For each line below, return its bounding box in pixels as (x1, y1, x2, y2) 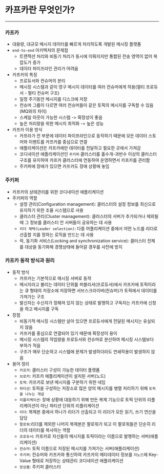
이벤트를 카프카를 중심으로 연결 (28, 139, 88, 145)
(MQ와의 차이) (19, 108, 47, 114)
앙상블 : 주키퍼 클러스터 (19, 464, 61, 470)
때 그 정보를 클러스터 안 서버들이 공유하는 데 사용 (19, 219, 112, 225)
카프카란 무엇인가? (5, 4, 75, 16)
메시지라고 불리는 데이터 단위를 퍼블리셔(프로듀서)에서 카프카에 (19, 281, 139, 287)
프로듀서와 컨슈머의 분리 (19, 78, 66, 84)
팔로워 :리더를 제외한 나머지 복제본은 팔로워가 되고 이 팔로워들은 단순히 (19, 421, 151, 427)
